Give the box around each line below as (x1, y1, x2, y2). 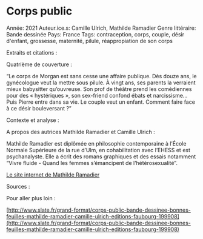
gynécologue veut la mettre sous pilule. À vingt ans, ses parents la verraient (6, 79, 196, 86)
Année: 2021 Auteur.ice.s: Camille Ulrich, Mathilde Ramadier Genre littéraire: (6, 24, 196, 32)
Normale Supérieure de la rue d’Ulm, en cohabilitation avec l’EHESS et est (6, 146, 191, 153)
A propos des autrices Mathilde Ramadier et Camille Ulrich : (6, 128, 156, 135)
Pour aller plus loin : (6, 194, 56, 201)
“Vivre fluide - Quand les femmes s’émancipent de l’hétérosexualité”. (6, 159, 178, 166)
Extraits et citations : (6, 49, 58, 56)
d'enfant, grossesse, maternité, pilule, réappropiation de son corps (6, 37, 173, 44)
